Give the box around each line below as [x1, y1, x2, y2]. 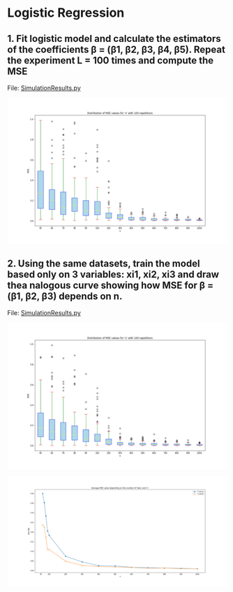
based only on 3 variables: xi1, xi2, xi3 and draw [7, 268, 220, 280]
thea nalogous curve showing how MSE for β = [7, 280, 214, 291]
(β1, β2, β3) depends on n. [7, 291, 123, 303]
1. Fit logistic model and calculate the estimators [7, 33, 221, 45]
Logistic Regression [7, 5, 125, 21]
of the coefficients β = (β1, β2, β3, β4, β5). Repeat [7, 43, 225, 55]
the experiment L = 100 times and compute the [7, 54, 214, 66]
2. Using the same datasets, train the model [7, 258, 200, 270]
